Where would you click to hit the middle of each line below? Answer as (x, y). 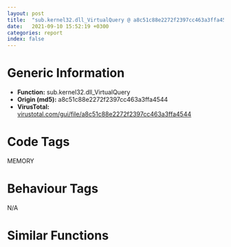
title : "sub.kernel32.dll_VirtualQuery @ (69, 20)
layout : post (26, 13)
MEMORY (21, 161)
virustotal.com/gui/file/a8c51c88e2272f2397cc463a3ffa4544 (104, 114)
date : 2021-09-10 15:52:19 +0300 (58, 26)
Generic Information (66, 73)
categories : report (35, 33)
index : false (26, 39)
